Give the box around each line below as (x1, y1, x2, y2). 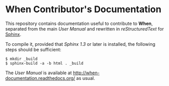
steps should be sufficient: (5, 46, 61, 52)
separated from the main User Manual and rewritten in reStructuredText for (5, 25, 164, 32)
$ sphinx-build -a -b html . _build (5, 61, 83, 66)
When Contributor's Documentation (5, 4, 162, 15)
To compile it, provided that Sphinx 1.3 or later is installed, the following (5, 41, 156, 47)
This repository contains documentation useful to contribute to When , (5, 20, 153, 26)
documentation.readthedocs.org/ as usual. (5, 75, 95, 81)
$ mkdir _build (5, 56, 38, 62)
